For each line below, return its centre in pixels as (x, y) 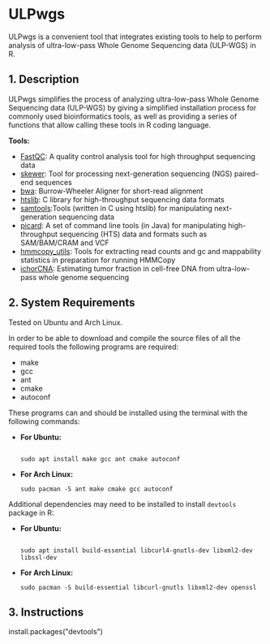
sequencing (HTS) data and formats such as (133, 234)
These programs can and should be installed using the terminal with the (128, 413)
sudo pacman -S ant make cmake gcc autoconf (96, 489)
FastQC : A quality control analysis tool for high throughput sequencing (137, 156)
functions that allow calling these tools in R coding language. (110, 125)
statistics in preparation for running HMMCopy (98, 260)
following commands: (44, 421)
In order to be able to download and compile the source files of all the (124, 338)
